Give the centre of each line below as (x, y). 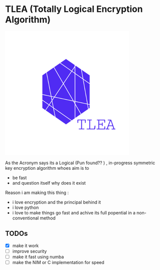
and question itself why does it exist (49, 183)
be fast (20, 178)
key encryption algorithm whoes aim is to (47, 168)
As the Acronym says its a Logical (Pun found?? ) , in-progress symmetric (80, 163)
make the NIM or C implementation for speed (58, 262)
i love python (26, 207)
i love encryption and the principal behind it (56, 202)
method (48, 218)
